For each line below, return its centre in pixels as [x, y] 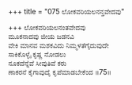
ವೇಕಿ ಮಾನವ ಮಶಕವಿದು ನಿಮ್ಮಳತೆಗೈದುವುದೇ [58, 45]
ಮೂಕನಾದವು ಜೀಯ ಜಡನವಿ [41, 36]
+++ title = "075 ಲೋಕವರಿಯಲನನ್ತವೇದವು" [66, 12]
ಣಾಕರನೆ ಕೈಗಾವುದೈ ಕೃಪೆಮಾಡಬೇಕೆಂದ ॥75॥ [60, 72]
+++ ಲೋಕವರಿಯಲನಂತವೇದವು [47, 27]
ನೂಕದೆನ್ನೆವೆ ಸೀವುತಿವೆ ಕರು [38, 63]
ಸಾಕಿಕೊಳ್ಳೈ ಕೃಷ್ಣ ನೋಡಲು [37, 54]
